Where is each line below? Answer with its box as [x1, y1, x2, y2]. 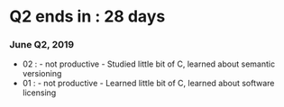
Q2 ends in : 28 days [9, 6, 166, 27]
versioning [22, 68, 62, 79]
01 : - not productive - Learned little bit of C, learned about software [22, 78, 275, 89]
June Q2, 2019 [9, 39, 75, 51]
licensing [22, 87, 57, 98]
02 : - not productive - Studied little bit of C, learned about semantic [22, 58, 276, 69]
